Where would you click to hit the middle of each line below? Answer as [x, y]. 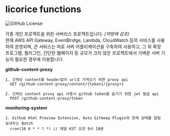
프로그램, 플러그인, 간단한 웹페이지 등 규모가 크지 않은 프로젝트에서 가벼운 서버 [83, 53]
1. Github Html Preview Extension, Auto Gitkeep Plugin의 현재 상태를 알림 [83, 118]
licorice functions [43, 9]
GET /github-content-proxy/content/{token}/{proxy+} [67, 84]
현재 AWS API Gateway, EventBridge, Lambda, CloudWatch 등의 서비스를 [80, 40]
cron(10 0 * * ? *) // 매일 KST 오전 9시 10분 [57, 129]
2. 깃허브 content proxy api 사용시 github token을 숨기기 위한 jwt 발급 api [82, 94]
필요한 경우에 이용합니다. [39, 59]
